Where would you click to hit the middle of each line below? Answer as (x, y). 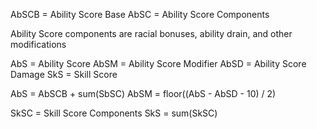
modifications (38, 44)
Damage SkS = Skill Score (64, 74)
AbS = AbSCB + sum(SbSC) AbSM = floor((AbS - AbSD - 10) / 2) (143, 93)
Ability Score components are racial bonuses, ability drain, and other (151, 33)
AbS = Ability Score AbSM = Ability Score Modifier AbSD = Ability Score (158, 63)
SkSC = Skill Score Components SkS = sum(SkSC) (114, 113)
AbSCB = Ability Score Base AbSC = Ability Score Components (140, 14)
